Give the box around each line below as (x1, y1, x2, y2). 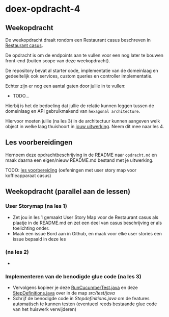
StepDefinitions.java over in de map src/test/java (12, 290, 116, 296)
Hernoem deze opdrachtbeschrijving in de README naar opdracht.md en (5, 152, 157, 158)
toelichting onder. (12, 225, 50, 231)
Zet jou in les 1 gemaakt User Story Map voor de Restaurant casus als (12, 214, 159, 220)
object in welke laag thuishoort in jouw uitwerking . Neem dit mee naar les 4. (5, 124, 164, 129)
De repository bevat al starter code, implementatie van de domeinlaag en (5, 67, 159, 74)
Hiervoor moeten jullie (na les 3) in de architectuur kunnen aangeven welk (5, 118, 160, 124)
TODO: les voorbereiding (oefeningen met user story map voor (5, 167, 137, 173)
